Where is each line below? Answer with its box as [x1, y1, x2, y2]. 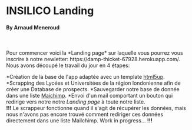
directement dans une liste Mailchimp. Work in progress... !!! [6, 117, 153, 124]
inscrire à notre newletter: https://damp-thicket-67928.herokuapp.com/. [6, 56, 181, 63]
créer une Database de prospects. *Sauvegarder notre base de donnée [6, 86, 180, 93]
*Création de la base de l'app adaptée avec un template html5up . [6, 74, 165, 81]
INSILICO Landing [6, 4, 94, 18]
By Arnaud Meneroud [6, 24, 60, 31]
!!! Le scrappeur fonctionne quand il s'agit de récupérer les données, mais [6, 105, 187, 112]
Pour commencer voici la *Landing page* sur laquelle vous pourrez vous [6, 49, 184, 56]
